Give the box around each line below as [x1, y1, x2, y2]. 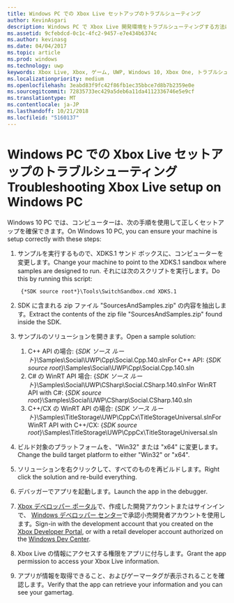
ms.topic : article [7, 50, 61, 57]
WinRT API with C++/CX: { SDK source [27, 421, 138, 429]
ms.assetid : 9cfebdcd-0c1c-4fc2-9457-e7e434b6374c [7, 29, 157, 37]
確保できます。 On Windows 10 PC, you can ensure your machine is [25, 226, 218, 235]
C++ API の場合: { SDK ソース [27, 347, 111, 355]
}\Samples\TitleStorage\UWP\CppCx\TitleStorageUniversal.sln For [33, 413, 221, 421]
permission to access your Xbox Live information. [17, 557, 160, 565]
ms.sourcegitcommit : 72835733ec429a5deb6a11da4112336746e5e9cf [7, 88, 195, 95]
